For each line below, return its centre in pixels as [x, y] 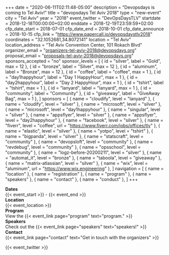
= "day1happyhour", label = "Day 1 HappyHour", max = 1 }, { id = [72, 77]
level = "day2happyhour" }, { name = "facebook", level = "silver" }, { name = [84, 120]
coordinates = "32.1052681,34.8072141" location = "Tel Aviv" [68, 39]
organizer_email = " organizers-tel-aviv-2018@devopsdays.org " [71, 50]
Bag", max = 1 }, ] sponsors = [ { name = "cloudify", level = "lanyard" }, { [80, 99]
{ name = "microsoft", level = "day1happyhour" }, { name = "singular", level [83, 109]
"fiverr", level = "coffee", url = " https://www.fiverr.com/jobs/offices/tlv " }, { [83, 125]
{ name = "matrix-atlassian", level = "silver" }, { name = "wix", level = [77, 163]
